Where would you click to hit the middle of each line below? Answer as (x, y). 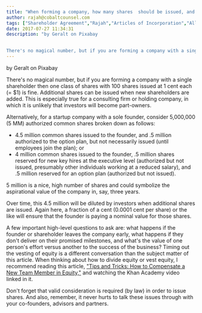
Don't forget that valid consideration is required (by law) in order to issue (96, 291)
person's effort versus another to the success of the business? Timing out (98, 247)
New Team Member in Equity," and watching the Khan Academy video (93, 273)
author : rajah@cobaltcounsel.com (48, 17)
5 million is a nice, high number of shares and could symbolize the (88, 185)
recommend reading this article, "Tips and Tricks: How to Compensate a (96, 266)
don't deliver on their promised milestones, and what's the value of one (94, 240)
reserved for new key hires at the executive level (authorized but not (99, 160)
